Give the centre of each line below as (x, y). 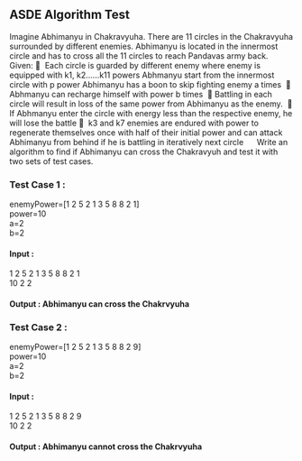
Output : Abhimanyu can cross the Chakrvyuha (100, 304)
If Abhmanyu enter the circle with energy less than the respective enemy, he (151, 113)
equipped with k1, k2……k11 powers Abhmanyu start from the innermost (142, 75)
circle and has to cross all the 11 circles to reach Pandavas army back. (139, 55)
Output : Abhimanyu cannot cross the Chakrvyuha (106, 447)
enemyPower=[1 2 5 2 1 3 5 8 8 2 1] (74, 204)
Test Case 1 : (37, 184)
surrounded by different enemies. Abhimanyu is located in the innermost (144, 46)
